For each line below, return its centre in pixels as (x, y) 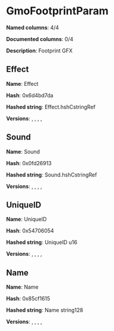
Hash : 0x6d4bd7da (30, 95)
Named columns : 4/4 (33, 27)
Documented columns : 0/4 (40, 39)
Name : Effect (22, 83)
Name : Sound (23, 151)
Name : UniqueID (26, 219)
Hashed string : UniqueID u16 (42, 242)
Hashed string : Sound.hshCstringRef (52, 175)
